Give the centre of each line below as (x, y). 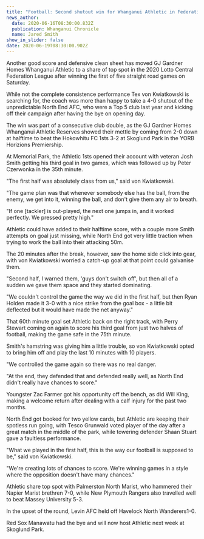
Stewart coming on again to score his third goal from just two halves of (95, 328)
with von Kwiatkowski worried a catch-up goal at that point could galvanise (100, 260)
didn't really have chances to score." (52, 382)
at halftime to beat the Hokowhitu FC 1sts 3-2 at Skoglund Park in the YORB (100, 138)
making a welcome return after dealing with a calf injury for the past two (97, 401)
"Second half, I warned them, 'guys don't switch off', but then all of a (92, 278)
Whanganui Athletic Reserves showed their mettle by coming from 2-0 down (102, 132)
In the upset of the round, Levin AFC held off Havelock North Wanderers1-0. (101, 511)
